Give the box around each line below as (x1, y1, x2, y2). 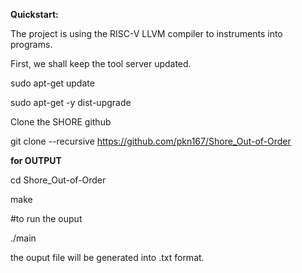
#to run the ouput (10, 213, 83, 224)
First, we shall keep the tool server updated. (10, 58, 192, 69)
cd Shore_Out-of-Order (10, 174, 107, 186)
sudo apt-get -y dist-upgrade (10, 97, 132, 108)
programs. (10, 39, 53, 50)
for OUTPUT (10, 155, 62, 166)
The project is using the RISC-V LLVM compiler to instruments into (10, 28, 283, 39)
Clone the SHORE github (10, 116, 112, 128)
